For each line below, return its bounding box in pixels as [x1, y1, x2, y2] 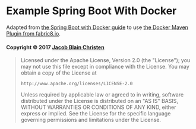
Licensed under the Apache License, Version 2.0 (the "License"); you [20, 57, 191, 64]
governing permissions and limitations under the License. [20, 117, 162, 124]
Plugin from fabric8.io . [6, 30, 61, 37]
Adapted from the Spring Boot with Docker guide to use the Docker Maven [6, 24, 189, 31]
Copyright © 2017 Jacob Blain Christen [6, 43, 105, 51]
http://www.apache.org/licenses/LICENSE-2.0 [20, 81, 133, 87]
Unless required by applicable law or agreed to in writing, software [20, 91, 184, 98]
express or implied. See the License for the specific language [20, 110, 171, 117]
